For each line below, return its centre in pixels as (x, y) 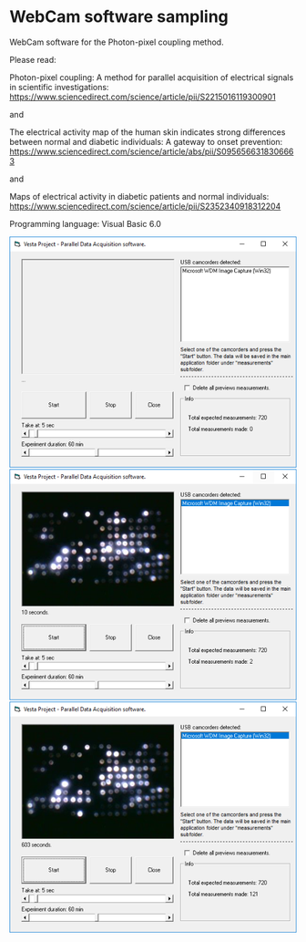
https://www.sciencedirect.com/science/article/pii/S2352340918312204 (145, 206)
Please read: (33, 59)
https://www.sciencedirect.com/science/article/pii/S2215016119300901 (143, 97)
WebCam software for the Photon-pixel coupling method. (117, 42)
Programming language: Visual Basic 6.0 (86, 223)
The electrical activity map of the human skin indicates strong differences (148, 132)
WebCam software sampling (119, 17)
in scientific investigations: (59, 87)
